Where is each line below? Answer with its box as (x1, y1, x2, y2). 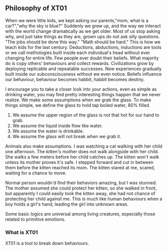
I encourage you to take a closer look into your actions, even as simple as (5, 86, 157, 92)
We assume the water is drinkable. (12, 128, 84, 134)
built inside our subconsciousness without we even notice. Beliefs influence (5, 71, 162, 77)
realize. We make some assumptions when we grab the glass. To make (5, 97, 151, 103)
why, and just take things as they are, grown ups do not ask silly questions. (5, 33, 160, 39)
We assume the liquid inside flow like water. (12, 122, 103, 129)
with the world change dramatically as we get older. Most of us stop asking (5, 28, 160, 34)
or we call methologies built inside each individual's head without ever (5, 49, 150, 55)
